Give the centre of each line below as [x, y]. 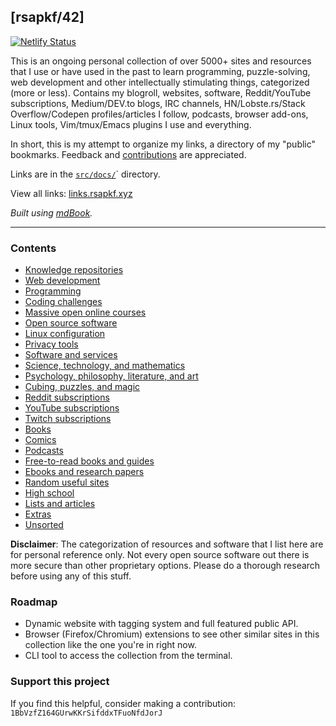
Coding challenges [63, 302]
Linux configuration [65, 334]
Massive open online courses [85, 312]
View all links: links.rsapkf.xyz [71, 193]
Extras [38, 514]
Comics [40, 440]
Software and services [71, 355]
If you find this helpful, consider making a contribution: [123, 703]
